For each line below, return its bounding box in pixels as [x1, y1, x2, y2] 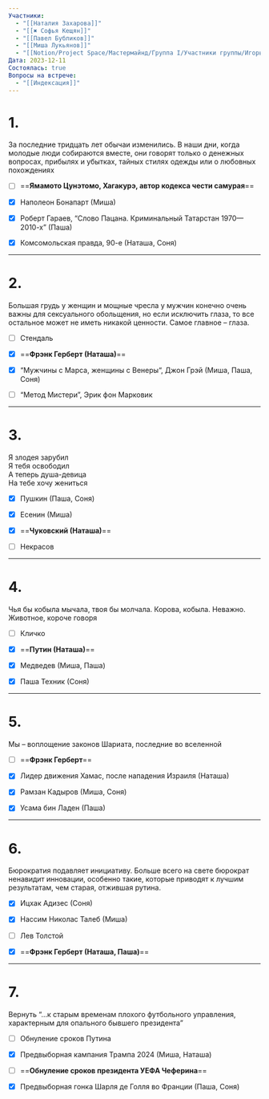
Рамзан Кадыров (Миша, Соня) [19, 787, 127, 797]
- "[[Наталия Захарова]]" [15, 19, 102, 27]
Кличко [19, 629, 46, 638]
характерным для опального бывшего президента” [8, 1018, 184, 1028]
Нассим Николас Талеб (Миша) [19, 914, 128, 924]
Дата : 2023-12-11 [8, 57, 66, 65]
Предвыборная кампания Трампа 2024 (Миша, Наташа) [19, 1049, 212, 1059]
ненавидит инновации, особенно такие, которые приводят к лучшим [8, 874, 244, 884]
